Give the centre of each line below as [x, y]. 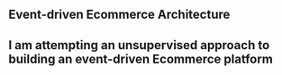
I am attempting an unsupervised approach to [139, 45]
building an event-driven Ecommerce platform [141, 58]
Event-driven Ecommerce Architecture [119, 15]
